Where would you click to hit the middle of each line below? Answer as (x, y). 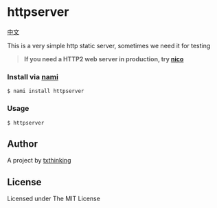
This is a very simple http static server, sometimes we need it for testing (109, 45)
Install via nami (33, 76)
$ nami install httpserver (46, 91)
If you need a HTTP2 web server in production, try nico (104, 59)
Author (22, 144)
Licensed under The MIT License (54, 199)
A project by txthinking (39, 160)
